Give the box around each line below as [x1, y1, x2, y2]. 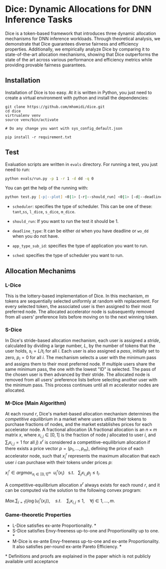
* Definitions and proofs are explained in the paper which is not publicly [5, 553, 151, 559]
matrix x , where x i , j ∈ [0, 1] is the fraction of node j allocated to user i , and [5, 432, 156, 439]
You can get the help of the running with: [5, 185, 88, 191]
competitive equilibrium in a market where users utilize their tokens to [5, 416, 147, 422]
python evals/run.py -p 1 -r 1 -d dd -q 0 [5, 176, 94, 181]
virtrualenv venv [5, 113, 41, 118]
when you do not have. [12, 233, 59, 239]
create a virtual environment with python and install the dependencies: [5, 95, 149, 101]
